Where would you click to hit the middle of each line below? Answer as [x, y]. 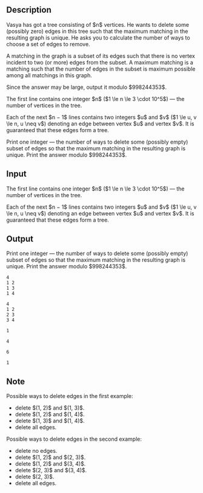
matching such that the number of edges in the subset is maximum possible [101, 69]
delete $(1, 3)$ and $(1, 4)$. [50, 421]
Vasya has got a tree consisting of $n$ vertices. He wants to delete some [98, 24]
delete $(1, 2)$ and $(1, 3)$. [50, 408]
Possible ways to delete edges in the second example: [74, 439]
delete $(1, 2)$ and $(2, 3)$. [50, 457]
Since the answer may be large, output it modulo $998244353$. [86, 87]
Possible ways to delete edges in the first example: [70, 396]
